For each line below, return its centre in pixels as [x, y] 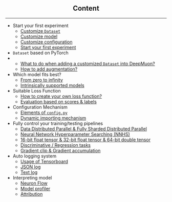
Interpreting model [32, 177]
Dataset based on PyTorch [41, 53]
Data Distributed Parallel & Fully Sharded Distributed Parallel [84, 129]
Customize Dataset [40, 31]
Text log [29, 172]
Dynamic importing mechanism [53, 118]
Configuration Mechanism [40, 107]
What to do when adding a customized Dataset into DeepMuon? [88, 63]
